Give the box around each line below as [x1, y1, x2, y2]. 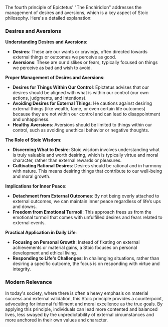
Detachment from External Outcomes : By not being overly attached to [12, 193, 159, 199]
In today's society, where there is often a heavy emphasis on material [5, 290, 148, 296]
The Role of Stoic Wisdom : [5, 137, 62, 143]
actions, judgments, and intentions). [12, 95, 87, 101]
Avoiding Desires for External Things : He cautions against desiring [12, 100, 152, 106]
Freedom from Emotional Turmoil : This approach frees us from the [12, 209, 151, 215]
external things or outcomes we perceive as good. [12, 54, 116, 60]
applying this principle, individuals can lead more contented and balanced [5, 306, 158, 312]
